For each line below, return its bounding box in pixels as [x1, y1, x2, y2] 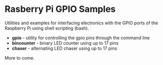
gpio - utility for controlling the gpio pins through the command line [11, 35, 150, 41]
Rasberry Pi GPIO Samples [4, 3, 116, 15]
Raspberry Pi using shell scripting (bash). [4, 25, 89, 31]
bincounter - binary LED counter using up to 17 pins [11, 40, 119, 46]
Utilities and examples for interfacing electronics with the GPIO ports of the [4, 20, 159, 26]
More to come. [4, 55, 35, 61]
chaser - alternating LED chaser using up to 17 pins [11, 45, 117, 51]
